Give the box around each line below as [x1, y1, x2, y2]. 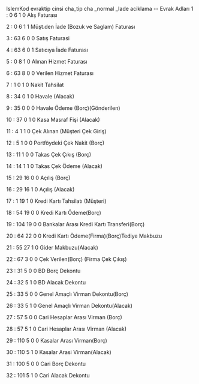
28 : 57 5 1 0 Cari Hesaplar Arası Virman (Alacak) [6, 325, 127, 332]
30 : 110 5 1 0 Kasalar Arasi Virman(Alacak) [6, 349, 112, 356]
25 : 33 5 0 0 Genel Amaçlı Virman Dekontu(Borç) [6, 290, 129, 298]
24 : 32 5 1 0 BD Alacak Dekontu [6, 279, 86, 286]
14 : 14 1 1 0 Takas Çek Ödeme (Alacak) [6, 163, 103, 170]
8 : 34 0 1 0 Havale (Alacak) [6, 93, 75, 100]
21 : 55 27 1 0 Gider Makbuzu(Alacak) [6, 244, 99, 251]
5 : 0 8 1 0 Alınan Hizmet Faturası [6, 58, 88, 65]
